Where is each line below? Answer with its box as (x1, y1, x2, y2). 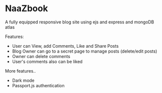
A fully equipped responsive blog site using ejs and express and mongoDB (5, 19, 154, 25)
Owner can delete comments (12, 53, 71, 59)
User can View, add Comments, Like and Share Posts (12, 43, 119, 49)
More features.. (5, 68, 36, 74)
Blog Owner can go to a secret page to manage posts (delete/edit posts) (12, 48, 157, 54)
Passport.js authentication (12, 82, 65, 88)
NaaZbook (5, 3, 48, 14)
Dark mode (12, 77, 35, 83)
